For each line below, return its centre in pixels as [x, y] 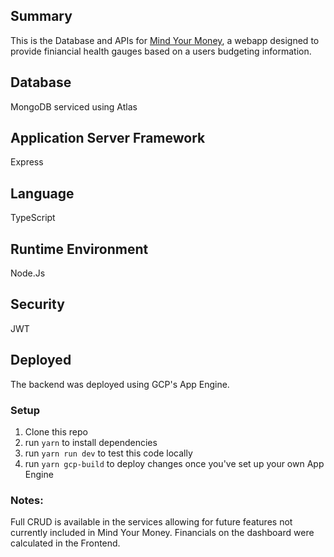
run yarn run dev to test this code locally [108, 453]
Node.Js [28, 273]
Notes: [27, 500]
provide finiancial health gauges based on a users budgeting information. [161, 51]
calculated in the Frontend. [65, 543]
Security [37, 304]
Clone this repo [56, 431]
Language [42, 193]
